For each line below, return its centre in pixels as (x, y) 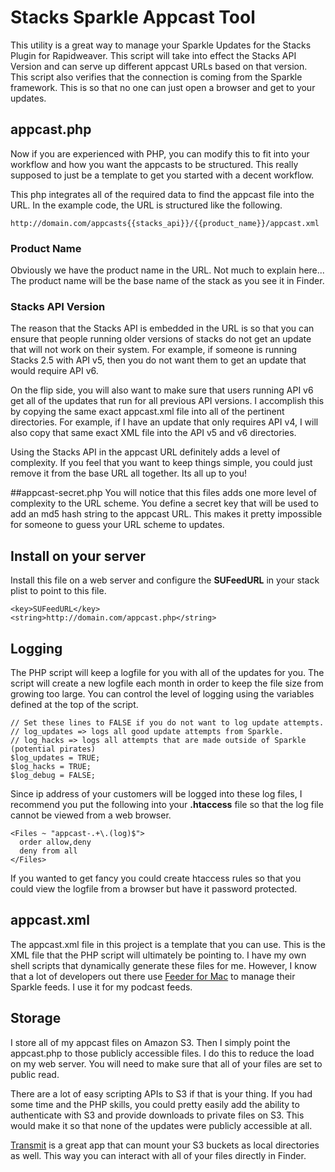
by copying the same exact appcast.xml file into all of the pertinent (147, 412)
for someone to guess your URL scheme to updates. (117, 525)
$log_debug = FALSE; (53, 775)
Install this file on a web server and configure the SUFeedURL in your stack (165, 580)
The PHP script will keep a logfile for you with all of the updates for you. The (167, 672)
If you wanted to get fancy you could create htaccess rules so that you (156, 878)
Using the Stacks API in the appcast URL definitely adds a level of (145, 452)
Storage (36, 1018)
